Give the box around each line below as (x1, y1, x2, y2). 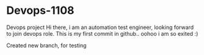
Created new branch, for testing (6, 42, 87, 49)
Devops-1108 (6, 4, 75, 18)
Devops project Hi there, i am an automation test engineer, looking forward (6, 24, 194, 31)
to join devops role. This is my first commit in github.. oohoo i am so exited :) (6, 30, 199, 37)
